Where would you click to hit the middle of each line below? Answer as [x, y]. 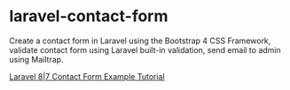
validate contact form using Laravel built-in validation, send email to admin [145, 49]
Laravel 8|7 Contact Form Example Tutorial [87, 76]
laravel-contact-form [89, 16]
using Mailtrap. [36, 59]
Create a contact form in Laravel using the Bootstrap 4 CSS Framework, [140, 41]
